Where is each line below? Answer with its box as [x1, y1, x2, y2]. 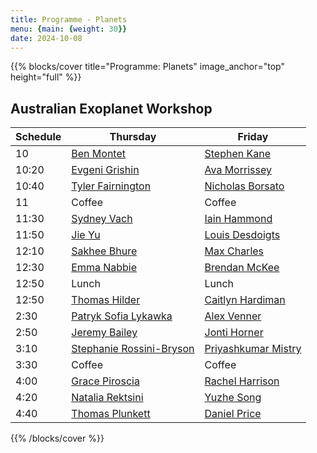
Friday [237, 130, 269, 144]
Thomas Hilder [71, 293, 141, 307]
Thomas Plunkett [71, 407, 151, 421]
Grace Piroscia [71, 374, 140, 388]
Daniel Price [204, 407, 262, 421]
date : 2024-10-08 [10, 33, 83, 43]
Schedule [15, 130, 62, 144]
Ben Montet [71, 147, 126, 161]
